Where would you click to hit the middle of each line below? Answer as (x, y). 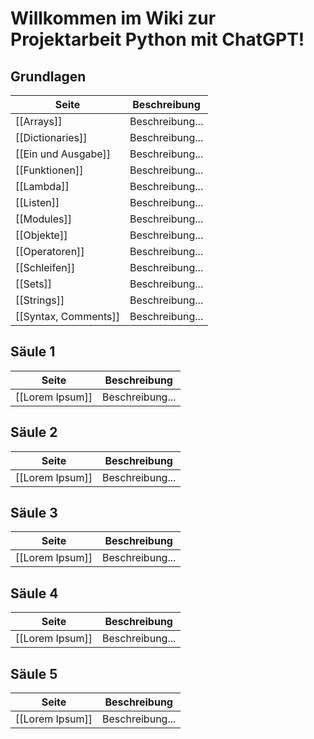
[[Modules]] (43, 219)
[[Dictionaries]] (51, 137)
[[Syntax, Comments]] (67, 316)
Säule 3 (34, 513)
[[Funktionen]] (49, 170)
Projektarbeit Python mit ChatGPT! (157, 39)
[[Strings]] (40, 300)
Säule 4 (34, 593)
